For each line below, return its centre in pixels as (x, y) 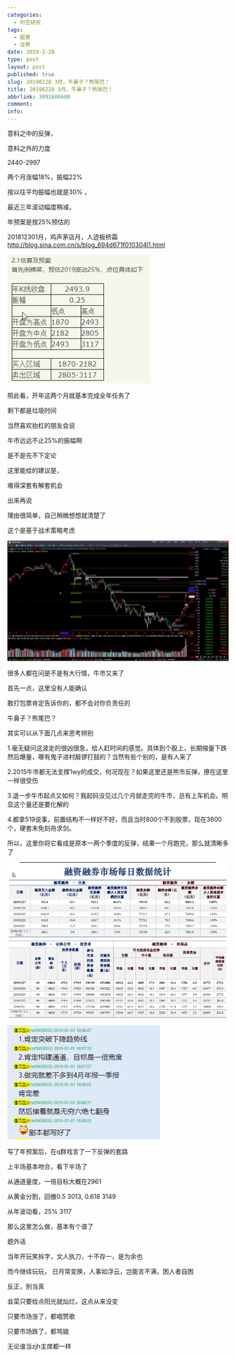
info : (15, 112)
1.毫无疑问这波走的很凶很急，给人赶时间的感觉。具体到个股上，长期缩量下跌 (117, 748)
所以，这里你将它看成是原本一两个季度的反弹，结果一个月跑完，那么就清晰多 (118, 843)
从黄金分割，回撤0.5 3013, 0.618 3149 (62, 1196)
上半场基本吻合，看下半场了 (47, 1166)
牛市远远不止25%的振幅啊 (45, 440)
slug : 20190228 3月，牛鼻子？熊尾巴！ (59, 82)
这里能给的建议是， (35, 470)
